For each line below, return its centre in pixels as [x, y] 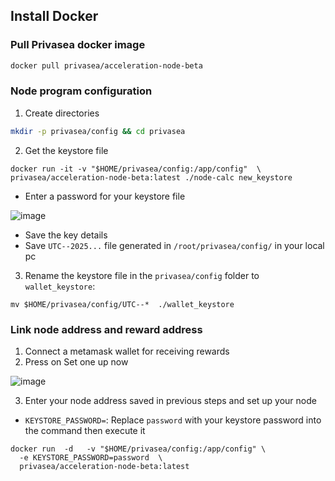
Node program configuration [81, 91]
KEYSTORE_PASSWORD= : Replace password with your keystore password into [173, 420]
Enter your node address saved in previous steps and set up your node [170, 401]
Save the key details [66, 235]
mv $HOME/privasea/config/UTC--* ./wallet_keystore [122, 304]
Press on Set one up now [76, 362]
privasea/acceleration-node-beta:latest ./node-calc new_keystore [151, 177]
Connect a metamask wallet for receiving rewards [127, 351]
